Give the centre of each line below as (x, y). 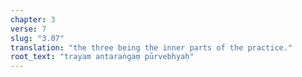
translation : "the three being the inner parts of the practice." (151, 47)
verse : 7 (28, 29)
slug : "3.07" (37, 38)
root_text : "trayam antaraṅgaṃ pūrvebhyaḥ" (102, 57)
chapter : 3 (33, 19)
